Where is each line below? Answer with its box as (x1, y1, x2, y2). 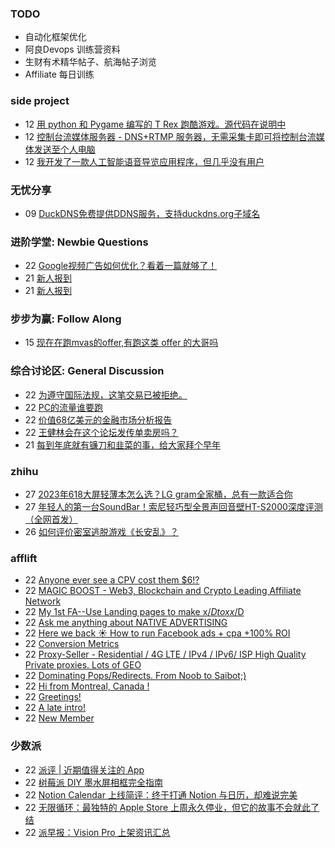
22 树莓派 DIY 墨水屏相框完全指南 (24, 776, 164, 788)
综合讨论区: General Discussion (10, 364, 165, 378)
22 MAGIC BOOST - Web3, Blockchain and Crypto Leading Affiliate (24, 585, 302, 597)
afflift (10, 552, 38, 565)
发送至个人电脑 (33, 143, 96, 155)
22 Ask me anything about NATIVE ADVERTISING (24, 617, 228, 629)
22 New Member (24, 712, 95, 724)
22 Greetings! (24, 691, 82, 703)
